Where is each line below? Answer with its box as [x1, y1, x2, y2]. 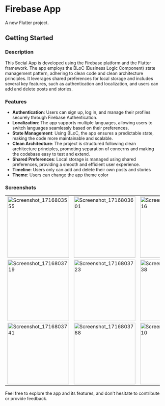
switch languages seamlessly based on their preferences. [12, 125, 129, 131]
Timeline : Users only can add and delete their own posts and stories [12, 166, 151, 172]
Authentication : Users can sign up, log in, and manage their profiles [12, 109, 151, 115]
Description [5, 49, 34, 55]
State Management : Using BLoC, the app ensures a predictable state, [12, 130, 154, 136]
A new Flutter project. [5, 20, 49, 26]
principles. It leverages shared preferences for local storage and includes [5, 75, 153, 81]
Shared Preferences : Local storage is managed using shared [12, 156, 136, 162]
